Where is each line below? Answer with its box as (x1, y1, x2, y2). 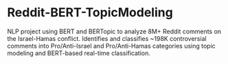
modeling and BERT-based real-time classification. (7, 49, 151, 57)
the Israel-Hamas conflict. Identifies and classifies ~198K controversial (7, 34, 207, 42)
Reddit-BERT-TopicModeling (7, 5, 173, 20)
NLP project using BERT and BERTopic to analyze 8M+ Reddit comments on (7, 27, 222, 35)
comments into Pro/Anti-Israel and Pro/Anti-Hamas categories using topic (7, 42, 216, 50)
